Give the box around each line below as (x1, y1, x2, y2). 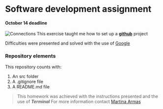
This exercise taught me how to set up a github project (36, 31, 148, 37)
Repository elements (5, 53, 56, 59)
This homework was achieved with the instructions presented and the (17, 93, 158, 99)
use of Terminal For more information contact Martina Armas (17, 98, 141, 104)
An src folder (12, 73, 39, 79)
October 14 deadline (5, 20, 48, 26)
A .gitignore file (12, 79, 43, 84)
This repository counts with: (5, 64, 62, 70)
